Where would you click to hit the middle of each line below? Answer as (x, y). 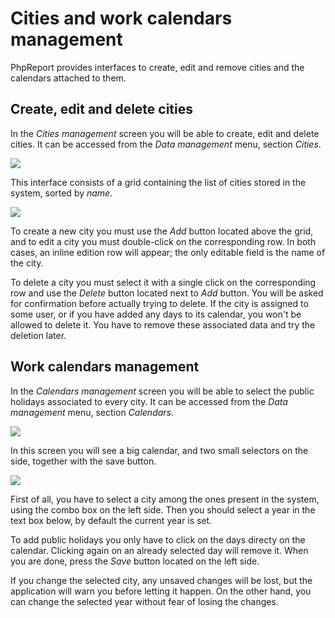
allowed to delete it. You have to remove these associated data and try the (163, 324)
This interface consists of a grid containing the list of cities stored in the (158, 182)
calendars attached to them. (68, 78)
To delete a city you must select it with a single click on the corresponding (163, 282)
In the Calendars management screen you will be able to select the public (162, 391)
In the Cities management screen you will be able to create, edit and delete (165, 133)
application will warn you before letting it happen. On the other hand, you (161, 591)
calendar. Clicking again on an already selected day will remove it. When (159, 550)
